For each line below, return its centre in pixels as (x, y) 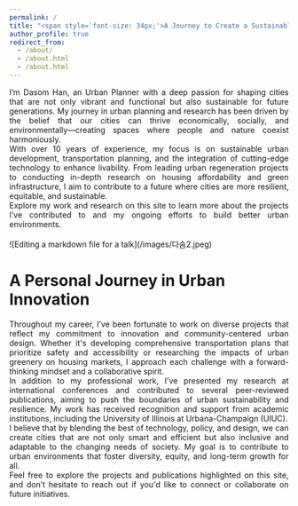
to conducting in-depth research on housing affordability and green (149, 177)
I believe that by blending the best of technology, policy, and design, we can (149, 428)
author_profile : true (49, 34)
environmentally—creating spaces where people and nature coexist (149, 130)
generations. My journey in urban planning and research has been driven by (149, 111)
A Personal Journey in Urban (118, 281)
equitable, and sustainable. (59, 195)
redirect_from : (37, 42)
